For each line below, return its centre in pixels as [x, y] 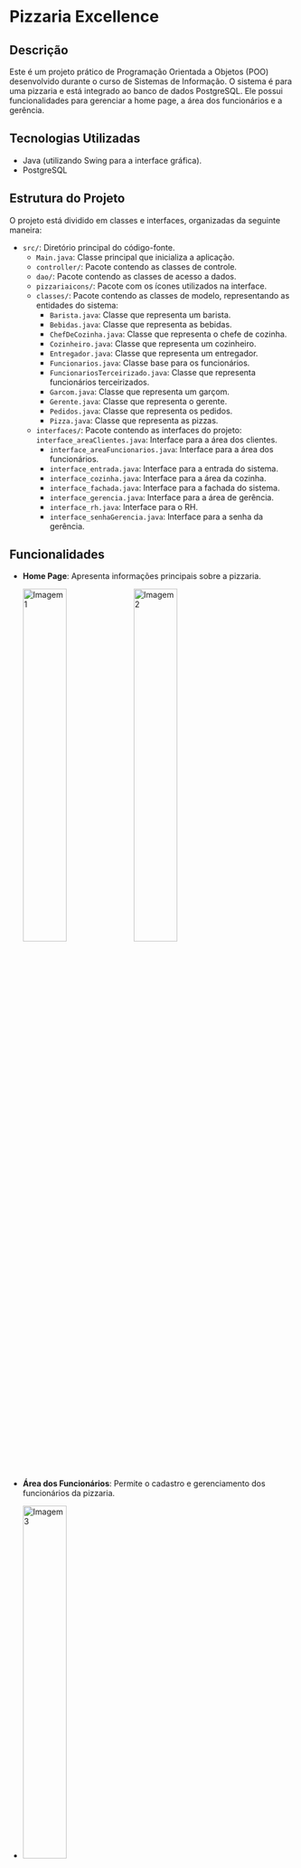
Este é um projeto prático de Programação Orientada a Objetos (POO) [139, 71]
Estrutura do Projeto [67, 199]
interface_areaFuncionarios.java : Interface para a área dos [161, 449]
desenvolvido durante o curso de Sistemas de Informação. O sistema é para [150, 81]
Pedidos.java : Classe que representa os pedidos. [141, 411]
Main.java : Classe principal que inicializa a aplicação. [135, 257]
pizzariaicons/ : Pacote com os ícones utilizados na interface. [151, 286]
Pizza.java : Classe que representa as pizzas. [134, 420]
